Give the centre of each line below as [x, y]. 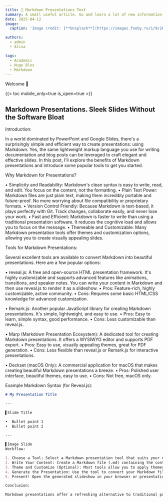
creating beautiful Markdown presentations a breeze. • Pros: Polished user [82, 370]
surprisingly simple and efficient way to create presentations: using [74, 144]
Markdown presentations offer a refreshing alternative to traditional [81, 495]
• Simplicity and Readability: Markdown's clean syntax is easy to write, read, [84, 185]
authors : [14, 37]
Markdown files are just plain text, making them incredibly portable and [78, 195]
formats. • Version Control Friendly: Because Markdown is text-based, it [79, 206]
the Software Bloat [35, 117]
